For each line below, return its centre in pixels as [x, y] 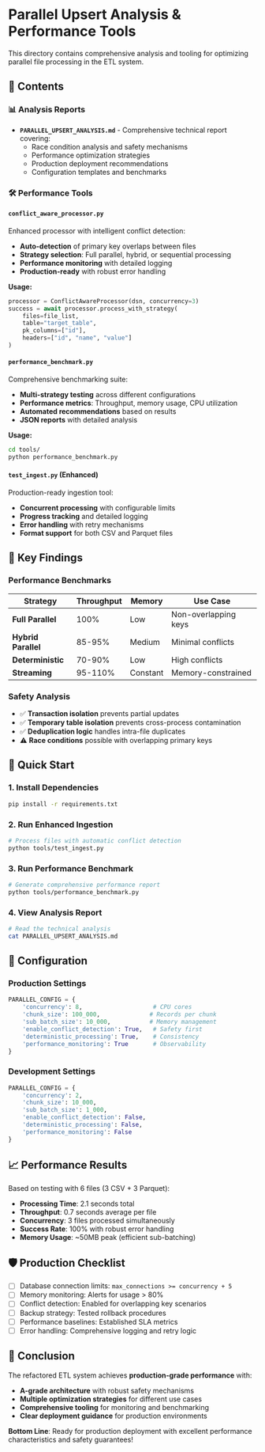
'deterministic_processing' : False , [83, 1125]
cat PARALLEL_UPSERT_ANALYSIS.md [63, 936]
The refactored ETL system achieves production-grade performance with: [130, 1375]
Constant [147, 673]
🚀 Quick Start [41, 765]
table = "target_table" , [60, 323]
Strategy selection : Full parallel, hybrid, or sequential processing [125, 254]
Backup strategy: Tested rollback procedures [93, 1313]
